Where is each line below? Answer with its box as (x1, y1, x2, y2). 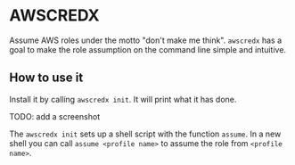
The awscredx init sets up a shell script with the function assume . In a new (9, 128, 282, 139)
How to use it (9, 70, 84, 86)
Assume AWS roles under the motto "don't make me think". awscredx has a (9, 35, 283, 45)
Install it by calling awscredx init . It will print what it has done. (9, 94, 237, 104)
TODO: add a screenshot (9, 111, 101, 121)
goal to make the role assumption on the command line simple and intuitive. (9, 44, 287, 54)
